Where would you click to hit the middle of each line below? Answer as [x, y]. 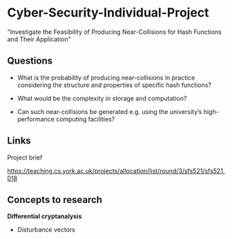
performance [36, 119]
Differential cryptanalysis [45, 216]
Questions [30, 61]
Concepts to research [55, 199]
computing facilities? [86, 119]
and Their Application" [39, 39]
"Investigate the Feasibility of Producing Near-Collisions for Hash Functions [115, 32]
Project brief [25, 157]
